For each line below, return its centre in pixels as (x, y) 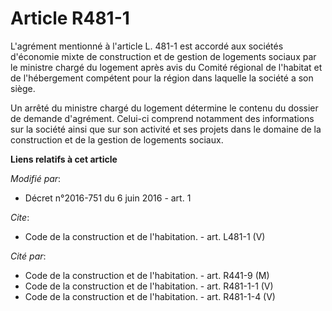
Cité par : (28, 256)
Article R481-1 (70, 18)
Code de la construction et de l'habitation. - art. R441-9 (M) (147, 275)
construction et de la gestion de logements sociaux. (117, 139)
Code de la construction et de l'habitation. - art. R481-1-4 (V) (150, 296)
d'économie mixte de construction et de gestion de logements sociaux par (163, 56)
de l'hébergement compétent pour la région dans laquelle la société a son (162, 78)
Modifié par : (36, 178)
